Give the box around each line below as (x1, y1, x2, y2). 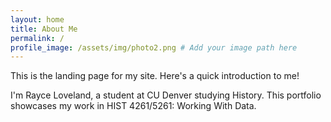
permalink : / (10, 33, 65, 43)
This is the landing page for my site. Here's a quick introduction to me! (10, 70, 300, 82)
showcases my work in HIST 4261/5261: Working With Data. (10, 100, 257, 112)
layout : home (10, 14, 65, 25)
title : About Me (10, 24, 78, 34)
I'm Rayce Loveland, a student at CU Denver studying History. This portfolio (10, 89, 322, 101)
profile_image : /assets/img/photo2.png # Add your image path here (10, 42, 298, 53)
